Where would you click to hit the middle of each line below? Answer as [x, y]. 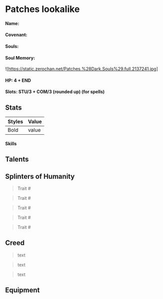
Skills [11, 143]
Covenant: [16, 35]
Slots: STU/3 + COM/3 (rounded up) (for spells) [55, 92]
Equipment [22, 290]
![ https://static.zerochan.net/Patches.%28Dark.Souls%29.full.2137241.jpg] [82, 69]
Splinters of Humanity [40, 176]
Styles [15, 122]
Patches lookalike [42, 9]
